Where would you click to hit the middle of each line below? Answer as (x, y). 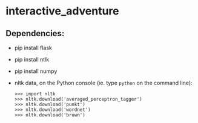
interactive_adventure (62, 11)
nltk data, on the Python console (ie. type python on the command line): (103, 83)
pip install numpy (36, 71)
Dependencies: (35, 33)
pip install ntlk (32, 59)
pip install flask (33, 48)
